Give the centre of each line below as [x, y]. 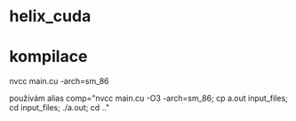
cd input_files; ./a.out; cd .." [59, 108]
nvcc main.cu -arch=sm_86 [59, 81]
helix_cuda [50, 16]
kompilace [48, 57]
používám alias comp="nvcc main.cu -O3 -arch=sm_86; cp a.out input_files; [149, 98]
